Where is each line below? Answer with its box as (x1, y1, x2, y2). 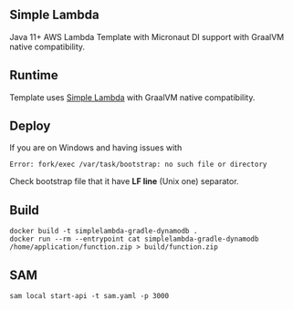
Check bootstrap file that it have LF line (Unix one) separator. (9, 176, 239, 187)
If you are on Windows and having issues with (9, 142, 183, 153)
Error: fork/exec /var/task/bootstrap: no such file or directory (9, 160, 267, 170)
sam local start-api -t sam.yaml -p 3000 (9, 292, 170, 301)
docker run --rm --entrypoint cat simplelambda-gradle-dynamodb (9, 234, 259, 244)
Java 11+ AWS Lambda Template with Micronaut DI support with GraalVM (9, 31, 285, 42)
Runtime (9, 67, 58, 83)
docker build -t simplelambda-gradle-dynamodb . (9, 227, 198, 236)
